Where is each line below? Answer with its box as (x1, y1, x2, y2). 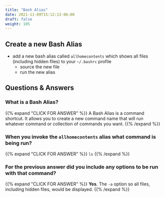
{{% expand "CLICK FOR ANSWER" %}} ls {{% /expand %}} (5, 151, 130, 157)
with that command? (5, 169, 56, 176)
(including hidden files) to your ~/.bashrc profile (12, 59, 111, 65)
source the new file (19, 64, 60, 70)
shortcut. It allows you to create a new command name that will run (5, 115, 143, 121)
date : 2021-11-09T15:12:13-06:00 (5, 12, 75, 17)
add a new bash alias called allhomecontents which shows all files (12, 53, 148, 59)
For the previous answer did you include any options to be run (5, 163, 158, 170)
